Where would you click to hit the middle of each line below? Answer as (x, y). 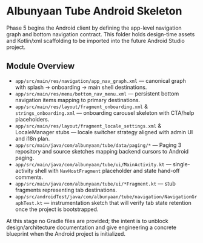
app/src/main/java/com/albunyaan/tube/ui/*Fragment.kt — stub (95, 183)
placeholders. (32, 119)
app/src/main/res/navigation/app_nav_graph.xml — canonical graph (101, 80)
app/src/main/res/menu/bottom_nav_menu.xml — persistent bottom (97, 93)
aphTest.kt (29, 203)
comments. (29, 177)
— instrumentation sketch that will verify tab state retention (118, 202)
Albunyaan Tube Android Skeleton (94, 11)
